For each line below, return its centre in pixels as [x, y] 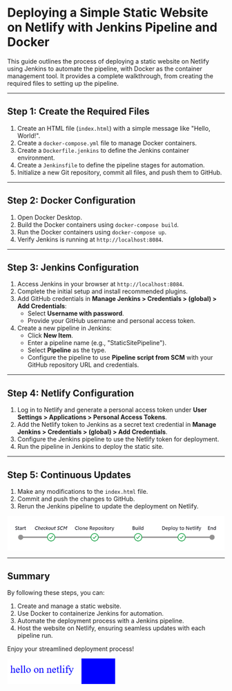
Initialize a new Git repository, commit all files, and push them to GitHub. [119, 172]
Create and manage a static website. [69, 606]
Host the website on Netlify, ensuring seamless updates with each [111, 628]
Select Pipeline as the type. [67, 350]
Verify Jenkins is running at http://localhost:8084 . [90, 239]
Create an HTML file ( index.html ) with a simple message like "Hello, [114, 128]
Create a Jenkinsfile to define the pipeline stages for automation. [111, 165]
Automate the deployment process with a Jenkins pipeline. [100, 621]
